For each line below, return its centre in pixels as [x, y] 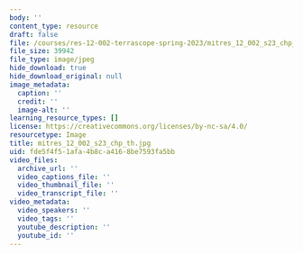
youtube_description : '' [64, 227]
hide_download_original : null [66, 77]
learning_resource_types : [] [64, 118]
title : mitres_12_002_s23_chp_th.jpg [80, 143]
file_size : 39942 [42, 51]
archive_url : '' [48, 168]
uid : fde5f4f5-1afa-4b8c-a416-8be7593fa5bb [92, 151]
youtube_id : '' [46, 235]
